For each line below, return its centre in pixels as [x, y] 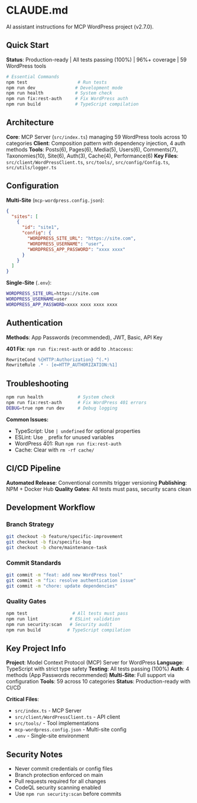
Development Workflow [51, 507]
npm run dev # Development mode [64, 88]
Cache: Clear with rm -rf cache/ [54, 450]
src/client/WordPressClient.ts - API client [67, 717]
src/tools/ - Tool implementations [57, 723]
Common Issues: [28, 419]
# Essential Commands [33, 77]
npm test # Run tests [57, 82]
